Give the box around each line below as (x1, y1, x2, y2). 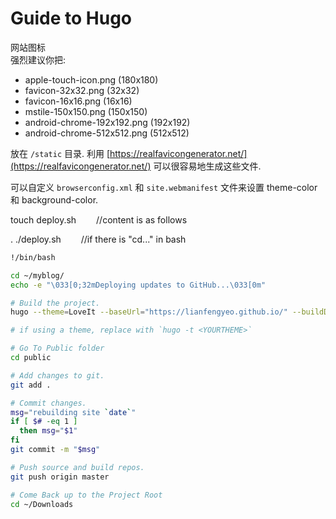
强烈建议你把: (10, 53, 67, 66)
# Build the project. (10, 298, 101, 308)
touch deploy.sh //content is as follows (10, 213, 188, 226)
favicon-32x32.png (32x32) (24, 84, 140, 96)
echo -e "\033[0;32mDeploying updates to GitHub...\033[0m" (10, 280, 267, 290)
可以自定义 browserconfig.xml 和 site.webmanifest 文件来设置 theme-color (10, 181, 318, 193)
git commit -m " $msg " (10, 445, 101, 455)
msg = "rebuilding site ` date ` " (10, 407, 137, 417)
